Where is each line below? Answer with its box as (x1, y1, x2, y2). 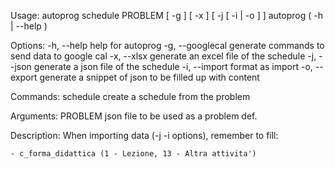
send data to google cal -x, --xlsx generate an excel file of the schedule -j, (10, 50, 317, 62)
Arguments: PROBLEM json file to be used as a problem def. (10, 110, 258, 122)
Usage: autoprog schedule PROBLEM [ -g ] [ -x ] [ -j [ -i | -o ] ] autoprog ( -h (10, 10, 323, 21)
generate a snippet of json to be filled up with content (39, 71, 260, 83)
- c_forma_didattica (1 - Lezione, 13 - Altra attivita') (10, 149, 257, 159)
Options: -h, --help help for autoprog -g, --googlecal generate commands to (10, 40, 325, 51)
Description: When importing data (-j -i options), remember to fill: (10, 130, 279, 141)
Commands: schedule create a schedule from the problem (10, 91, 251, 102)
